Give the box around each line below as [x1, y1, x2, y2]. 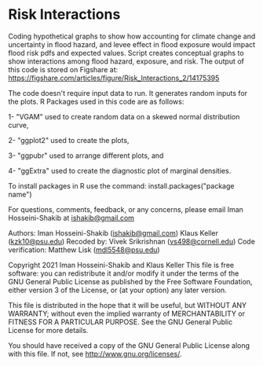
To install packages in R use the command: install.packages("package [8, 181, 235, 190]
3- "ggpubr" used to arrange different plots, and [8, 151, 164, 160]
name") [8, 189, 32, 199]
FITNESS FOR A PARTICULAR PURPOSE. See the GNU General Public [8, 317, 233, 327]
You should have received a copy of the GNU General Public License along [8, 340, 250, 350]
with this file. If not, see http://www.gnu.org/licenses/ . [8, 349, 182, 358]
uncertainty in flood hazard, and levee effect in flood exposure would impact [8, 39, 256, 49]
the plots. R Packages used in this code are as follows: [8, 97, 184, 106]
